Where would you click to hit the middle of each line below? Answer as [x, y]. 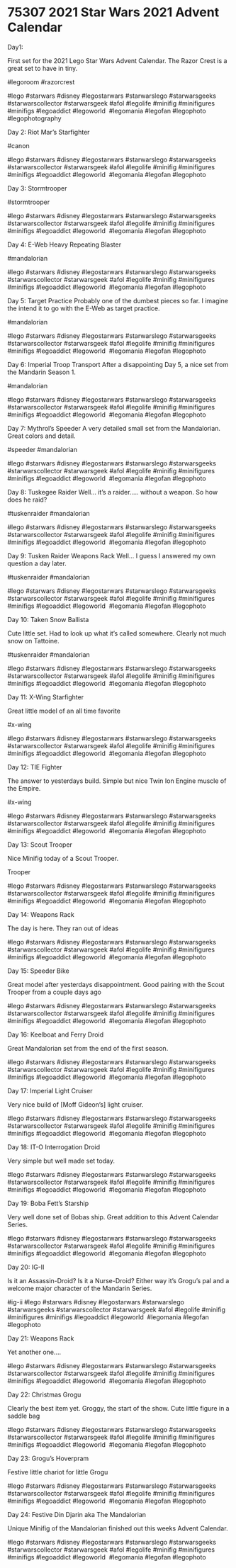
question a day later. [37, 563]
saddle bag [24, 1416]
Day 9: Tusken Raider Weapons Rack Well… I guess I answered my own [112, 555]
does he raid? [27, 500]
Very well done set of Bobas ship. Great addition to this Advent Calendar [113, 1217]
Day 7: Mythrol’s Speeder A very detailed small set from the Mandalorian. [114, 428]
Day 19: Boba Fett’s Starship [48, 1203]
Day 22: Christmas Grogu [44, 1394]
